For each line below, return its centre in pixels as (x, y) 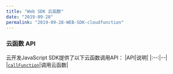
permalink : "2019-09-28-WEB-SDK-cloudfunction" (65, 22)
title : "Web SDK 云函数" (35, 11)
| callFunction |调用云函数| (37, 65)
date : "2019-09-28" (30, 17)
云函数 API (21, 44)
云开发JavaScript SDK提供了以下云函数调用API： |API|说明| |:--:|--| (87, 57)
